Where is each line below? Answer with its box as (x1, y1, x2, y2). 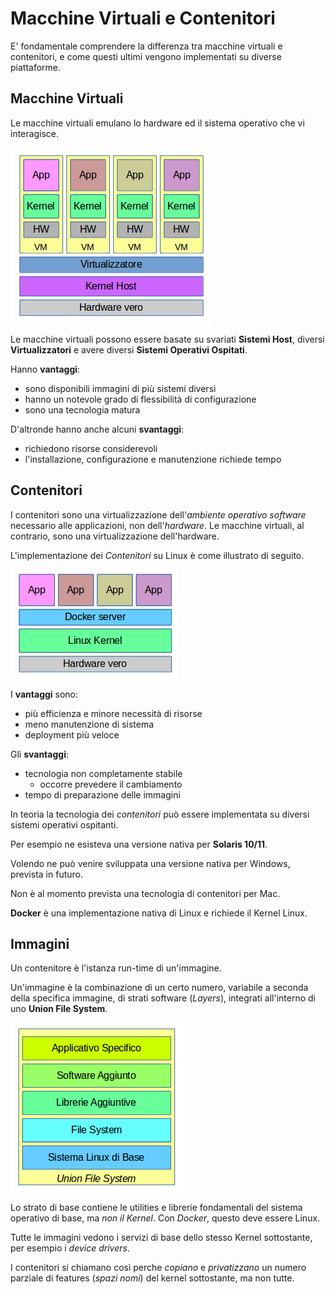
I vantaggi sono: (10, 688, 79, 700)
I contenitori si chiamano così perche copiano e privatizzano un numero (10, 1262, 307, 1274)
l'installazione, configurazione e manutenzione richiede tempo (24, 453, 282, 465)
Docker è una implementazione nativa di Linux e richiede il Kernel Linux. (10, 907, 308, 919)
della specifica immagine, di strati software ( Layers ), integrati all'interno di (10, 992, 317, 1004)
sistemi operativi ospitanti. (10, 818, 119, 831)
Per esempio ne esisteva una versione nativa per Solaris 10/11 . (10, 838, 268, 850)
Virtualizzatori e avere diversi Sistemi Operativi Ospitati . (10, 343, 248, 356)
